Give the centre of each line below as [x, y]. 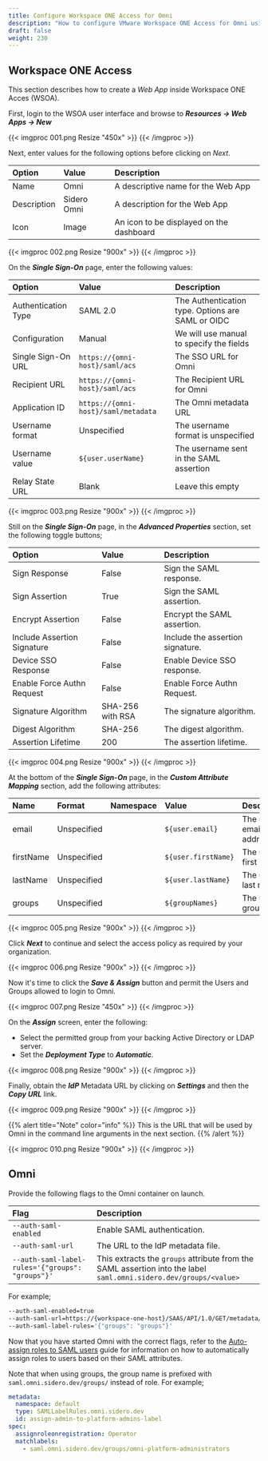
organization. [30, 952]
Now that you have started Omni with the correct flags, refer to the [118, 1341]
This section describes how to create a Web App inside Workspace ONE [127, 90]
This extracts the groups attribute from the [175, 1258]
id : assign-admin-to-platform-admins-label [89, 1419]
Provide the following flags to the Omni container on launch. [107, 1193]
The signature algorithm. [210, 711]
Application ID [39, 408]
